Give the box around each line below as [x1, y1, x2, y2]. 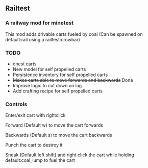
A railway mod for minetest [5, 19, 74, 27]
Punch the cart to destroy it [5, 142, 63, 148]
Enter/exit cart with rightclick [5, 112, 66, 118]
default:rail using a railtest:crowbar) [5, 36, 80, 42]
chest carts [12, 61, 37, 67]
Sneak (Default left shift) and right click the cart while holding [5, 152, 134, 158]
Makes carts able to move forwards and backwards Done [12, 77, 134, 83]
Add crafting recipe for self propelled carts [12, 88, 103, 94]
